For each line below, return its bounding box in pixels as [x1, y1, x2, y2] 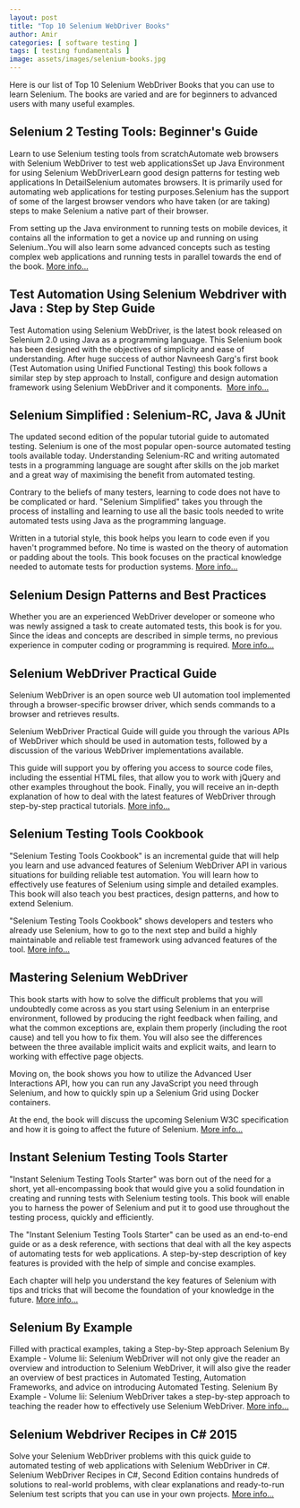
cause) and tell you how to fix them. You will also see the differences [9, 1032, 262, 1043]
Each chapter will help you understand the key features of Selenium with [9, 1275, 277, 1286]
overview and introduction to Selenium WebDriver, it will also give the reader [9, 1363, 291, 1374]
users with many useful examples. [9, 99, 135, 108]
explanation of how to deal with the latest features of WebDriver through [9, 791, 276, 802]
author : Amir [9, 30, 58, 39]
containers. [9, 1096, 51, 1107]
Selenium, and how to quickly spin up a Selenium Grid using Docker [9, 1087, 260, 1098]
